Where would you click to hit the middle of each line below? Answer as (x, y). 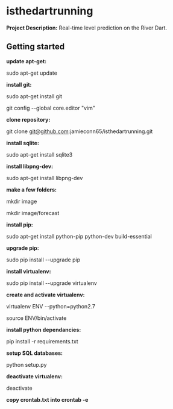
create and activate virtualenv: (46, 295)
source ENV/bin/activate (36, 318)
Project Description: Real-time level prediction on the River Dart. (87, 28)
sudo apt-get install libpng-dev (45, 178)
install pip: (20, 225)
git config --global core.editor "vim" (51, 108)
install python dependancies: (44, 329)
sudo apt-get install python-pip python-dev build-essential (79, 236)
